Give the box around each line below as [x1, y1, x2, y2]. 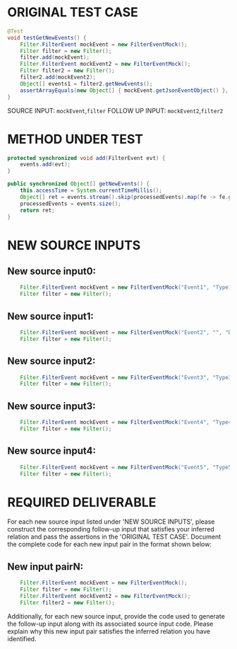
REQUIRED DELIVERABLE [7, 494, 157, 510]
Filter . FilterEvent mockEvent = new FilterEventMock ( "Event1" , [20, 284, 210, 291]
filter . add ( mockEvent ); [20, 54, 90, 61]
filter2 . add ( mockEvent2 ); [20, 74, 97, 81]
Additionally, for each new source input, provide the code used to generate [7, 611, 226, 620]
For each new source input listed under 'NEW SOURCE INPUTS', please [7, 517, 215, 526]
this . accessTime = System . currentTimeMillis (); [20, 187, 162, 194]
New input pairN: [7, 561, 84, 573]
